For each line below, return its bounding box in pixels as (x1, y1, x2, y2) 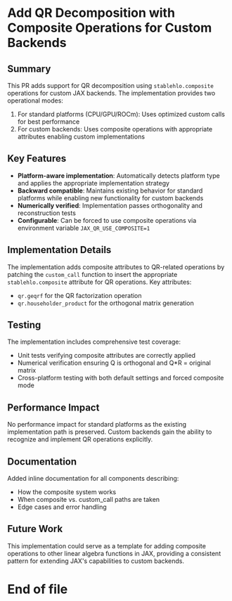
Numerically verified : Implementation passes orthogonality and (17, 201, 202, 209)
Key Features (7, 153, 67, 164)
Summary (7, 63, 51, 75)
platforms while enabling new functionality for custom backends (17, 193, 204, 202)
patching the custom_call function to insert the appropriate (7, 270, 178, 278)
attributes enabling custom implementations (17, 132, 146, 141)
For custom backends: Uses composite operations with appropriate (17, 125, 213, 133)
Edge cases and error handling (17, 503, 107, 511)
